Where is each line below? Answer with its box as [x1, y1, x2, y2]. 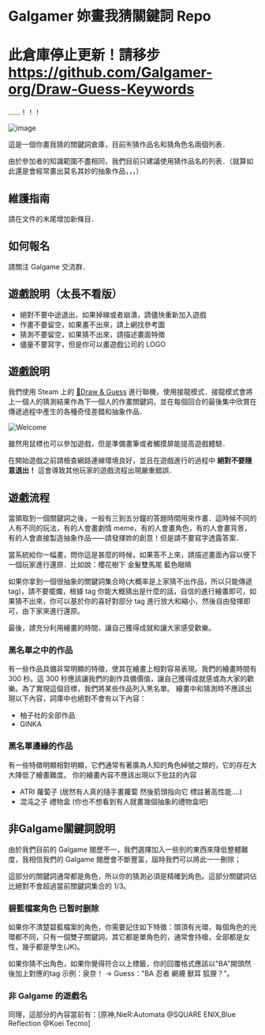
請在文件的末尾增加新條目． [8, 214, 99, 224]
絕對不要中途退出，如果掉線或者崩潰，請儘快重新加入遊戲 [19, 310, 207, 319]
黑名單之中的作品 [8, 645, 73, 656]
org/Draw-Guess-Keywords [8, 81, 195, 99]
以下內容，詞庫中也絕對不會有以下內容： [14, 694, 147, 703]
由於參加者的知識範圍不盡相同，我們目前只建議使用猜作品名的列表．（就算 [8, 156, 247, 166]
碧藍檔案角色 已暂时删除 [8, 902, 99, 913]
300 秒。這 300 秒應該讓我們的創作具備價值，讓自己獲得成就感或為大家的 [8, 674, 248, 683]
